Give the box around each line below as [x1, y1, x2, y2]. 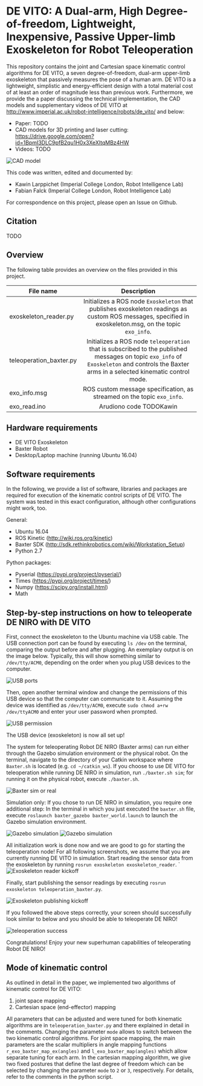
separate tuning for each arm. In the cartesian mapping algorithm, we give [6, 1053, 191, 1061]
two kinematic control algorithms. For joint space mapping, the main [6, 1034, 175, 1042]
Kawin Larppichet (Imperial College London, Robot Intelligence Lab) [14, 180, 184, 188]
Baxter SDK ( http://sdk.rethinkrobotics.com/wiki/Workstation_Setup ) [14, 541, 185, 548]
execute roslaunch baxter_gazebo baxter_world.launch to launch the [6, 812, 178, 818]
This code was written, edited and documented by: [6, 168, 133, 176]
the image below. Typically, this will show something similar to [6, 653, 161, 659]
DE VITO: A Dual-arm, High [6, 4, 144, 18]
